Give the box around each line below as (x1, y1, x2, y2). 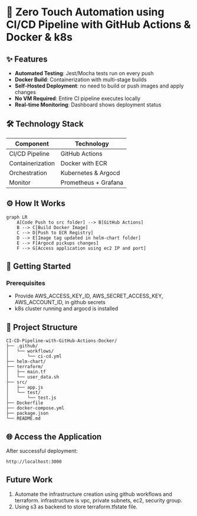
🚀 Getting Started (6, 262, 71, 272)
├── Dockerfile (6, 400, 44, 406)
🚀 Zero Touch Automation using (6, 5, 165, 19)
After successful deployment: (6, 447, 78, 454)
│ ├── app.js (6, 385, 44, 391)
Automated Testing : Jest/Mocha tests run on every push (14, 70, 154, 76)
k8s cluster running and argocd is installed (14, 305, 119, 312)
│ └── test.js (6, 395, 57, 401)
